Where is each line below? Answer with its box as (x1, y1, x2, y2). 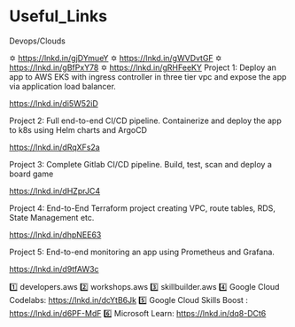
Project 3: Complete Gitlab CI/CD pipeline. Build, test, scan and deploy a (9, 159, 273, 169)
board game (9, 168, 54, 179)
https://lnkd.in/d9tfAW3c (9, 263, 99, 274)
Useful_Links (9, 6, 108, 27)
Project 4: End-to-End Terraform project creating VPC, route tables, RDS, (9, 202, 276, 214)
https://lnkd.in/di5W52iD (9, 97, 99, 108)
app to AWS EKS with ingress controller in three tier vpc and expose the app (9, 71, 287, 82)
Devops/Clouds (9, 35, 66, 46)
